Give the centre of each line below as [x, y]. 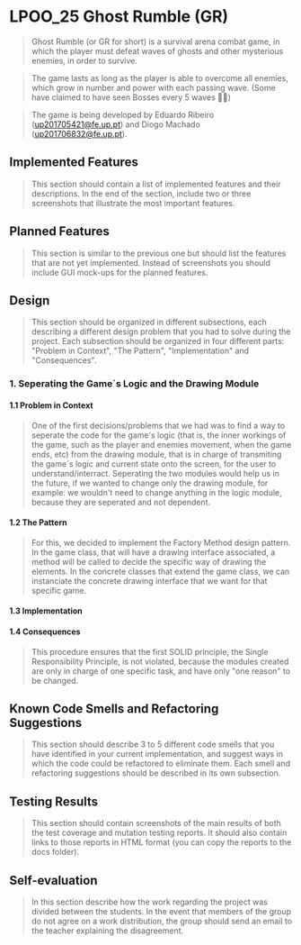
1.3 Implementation [46, 611]
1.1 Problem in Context [51, 405]
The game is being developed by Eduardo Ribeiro [123, 114]
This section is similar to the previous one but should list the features [159, 253]
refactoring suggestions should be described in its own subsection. [156, 773]
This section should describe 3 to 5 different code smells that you [153, 744]
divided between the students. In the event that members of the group [161, 911]
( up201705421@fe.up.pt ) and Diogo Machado [115, 124]
